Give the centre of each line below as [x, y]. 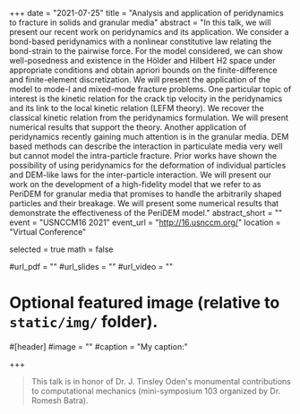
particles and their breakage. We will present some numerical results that [144, 203]
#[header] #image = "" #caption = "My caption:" [99, 346]
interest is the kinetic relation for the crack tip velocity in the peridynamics [146, 99]
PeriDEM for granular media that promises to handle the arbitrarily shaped [146, 194]
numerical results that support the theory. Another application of [128, 127]
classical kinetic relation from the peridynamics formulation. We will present [149, 117]
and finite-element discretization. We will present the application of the [140, 79]
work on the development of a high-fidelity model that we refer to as [135, 184]
